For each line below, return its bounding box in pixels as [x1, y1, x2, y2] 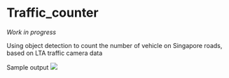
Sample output [6, 63, 49, 71]
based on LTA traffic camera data [6, 49, 103, 57]
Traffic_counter [6, 5, 99, 21]
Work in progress [6, 28, 57, 36]
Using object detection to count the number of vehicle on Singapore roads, [6, 41, 223, 49]
